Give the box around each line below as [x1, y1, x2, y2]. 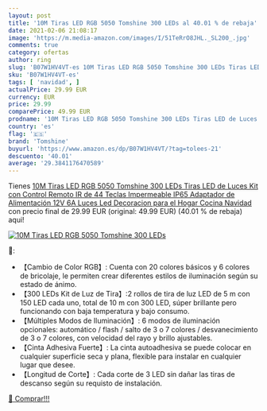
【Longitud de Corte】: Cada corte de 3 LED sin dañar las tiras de [19, 370, 236, 379]
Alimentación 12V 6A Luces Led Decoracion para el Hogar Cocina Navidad [8, 198, 252, 207]
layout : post [8, 11, 52, 20]
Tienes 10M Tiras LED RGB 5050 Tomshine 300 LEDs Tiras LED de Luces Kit [8, 181, 258, 191]
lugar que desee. [19, 360, 75, 370]
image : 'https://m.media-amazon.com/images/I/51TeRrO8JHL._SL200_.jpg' [8, 33, 250, 42]
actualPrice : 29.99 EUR [8, 85, 87, 94]
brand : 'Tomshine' [8, 137, 69, 145]
